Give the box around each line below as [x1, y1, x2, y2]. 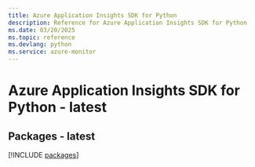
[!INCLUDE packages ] [8, 151, 79, 159]
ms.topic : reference [8, 33, 76, 42]
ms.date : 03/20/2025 [8, 26, 76, 34]
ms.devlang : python [8, 41, 72, 49]
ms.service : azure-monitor [8, 48, 97, 56]
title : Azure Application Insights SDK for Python [8, 11, 177, 20]
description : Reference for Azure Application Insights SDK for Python [8, 19, 247, 27]
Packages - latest [8, 129, 96, 143]
